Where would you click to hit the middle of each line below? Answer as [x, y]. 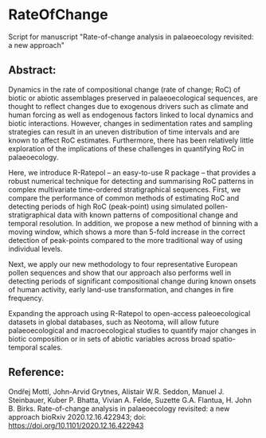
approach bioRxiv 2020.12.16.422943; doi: [77, 416]
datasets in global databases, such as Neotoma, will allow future [113, 322]
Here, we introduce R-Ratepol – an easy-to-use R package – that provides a [132, 172]
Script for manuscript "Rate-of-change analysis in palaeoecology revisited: [131, 37]
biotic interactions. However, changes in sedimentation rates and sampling [131, 123]
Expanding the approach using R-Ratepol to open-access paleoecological [129, 313]
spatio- [224, 338]
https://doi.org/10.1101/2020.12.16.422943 [76, 425]
